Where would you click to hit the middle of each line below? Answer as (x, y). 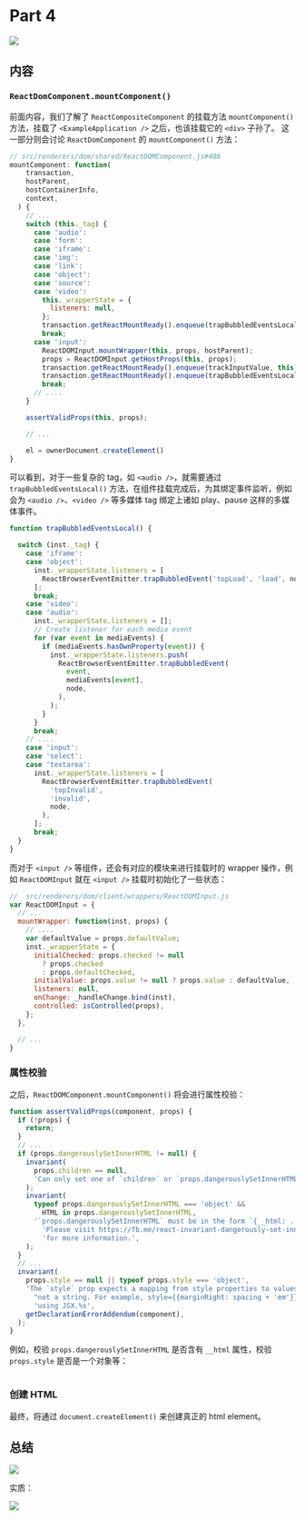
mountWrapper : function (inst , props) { (93, 922)
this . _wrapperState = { (87, 300)
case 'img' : (56, 258)
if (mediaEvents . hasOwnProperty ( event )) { (123, 646)
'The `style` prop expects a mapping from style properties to (148, 1289)
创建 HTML (34, 1395)
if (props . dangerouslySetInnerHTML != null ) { (107, 1154)
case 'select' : (54, 756)
